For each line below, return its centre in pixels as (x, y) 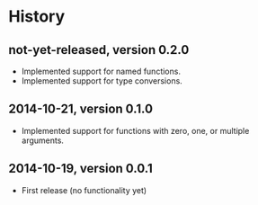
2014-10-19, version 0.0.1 (81, 169)
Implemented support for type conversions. (102, 81)
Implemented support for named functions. (101, 71)
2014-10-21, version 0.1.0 (81, 109)
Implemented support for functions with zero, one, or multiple (135, 130)
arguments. (43, 140)
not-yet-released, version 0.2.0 (99, 50)
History (37, 17)
